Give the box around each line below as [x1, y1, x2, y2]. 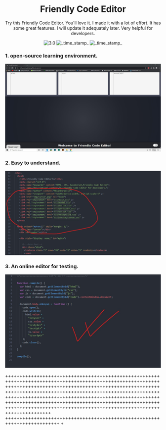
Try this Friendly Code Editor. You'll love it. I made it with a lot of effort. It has [5, 20, 161, 26]
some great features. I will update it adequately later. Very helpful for [13, 25, 153, 31]
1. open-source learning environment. [5, 52, 98, 59]
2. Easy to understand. [5, 159, 61, 166]
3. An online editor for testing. [5, 263, 79, 270]
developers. [71, 30, 95, 36]
